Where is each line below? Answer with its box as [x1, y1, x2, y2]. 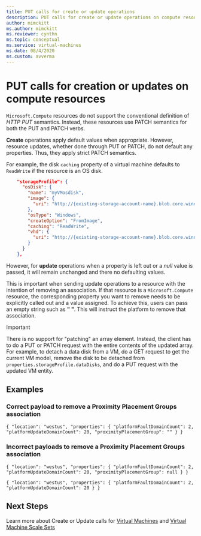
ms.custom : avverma [6, 53, 55, 59]
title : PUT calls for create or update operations [6, 8, 135, 15]
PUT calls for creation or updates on [6, 79, 189, 93]
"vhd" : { [28, 229, 50, 235]
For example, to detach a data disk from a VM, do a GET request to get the [6, 348, 190, 355]
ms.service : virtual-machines [6, 43, 82, 49]
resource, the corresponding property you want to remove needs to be [6, 292, 181, 300]
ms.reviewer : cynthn [6, 31, 58, 37]
